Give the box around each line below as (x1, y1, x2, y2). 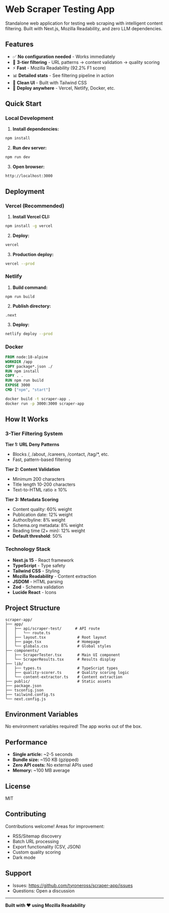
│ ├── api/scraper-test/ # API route (5, 626, 100, 631)
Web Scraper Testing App (5, 4, 115, 15)
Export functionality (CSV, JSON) (12, 844, 81, 850)
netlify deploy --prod (5, 331, 53, 336)
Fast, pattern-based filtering (12, 456, 71, 463)
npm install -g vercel (5, 223, 53, 229)
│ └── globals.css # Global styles (5, 643, 112, 649)
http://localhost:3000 (5, 174, 53, 179)
